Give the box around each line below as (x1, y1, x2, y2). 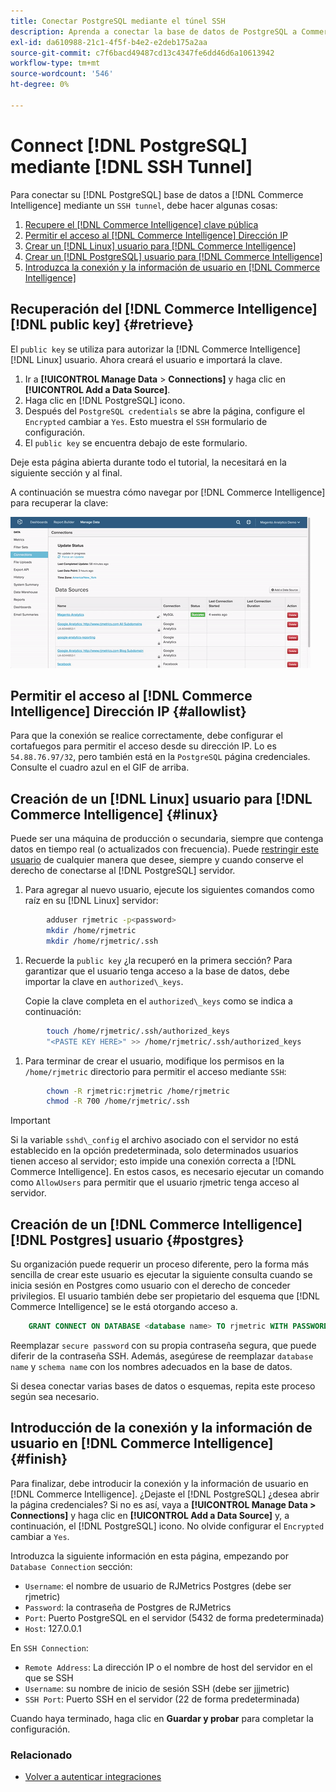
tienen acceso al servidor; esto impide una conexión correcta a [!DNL (10, 1155, 297, 1167)
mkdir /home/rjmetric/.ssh (46, 936, 159, 946)
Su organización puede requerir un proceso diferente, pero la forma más (10, 1258, 310, 1270)
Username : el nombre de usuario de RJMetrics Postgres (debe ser (24, 1580, 292, 1592)
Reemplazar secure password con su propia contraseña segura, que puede (10, 1339, 317, 1351)
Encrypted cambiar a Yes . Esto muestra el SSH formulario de (24, 415, 268, 427)
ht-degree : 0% (10, 80, 70, 90)
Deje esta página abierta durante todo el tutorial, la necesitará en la (10, 456, 287, 468)
